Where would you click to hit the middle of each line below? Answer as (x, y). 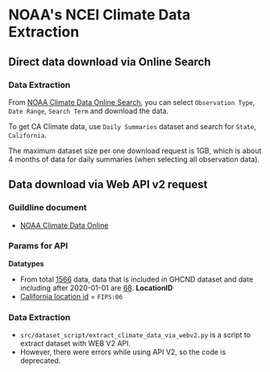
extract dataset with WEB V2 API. (75, 344)
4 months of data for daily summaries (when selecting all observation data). (134, 159)
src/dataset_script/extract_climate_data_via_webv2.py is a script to (135, 335)
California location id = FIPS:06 (71, 296)
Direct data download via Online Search (110, 62)
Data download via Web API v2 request (108, 184)
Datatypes (26, 263)
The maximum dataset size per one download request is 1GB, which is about (135, 150)
